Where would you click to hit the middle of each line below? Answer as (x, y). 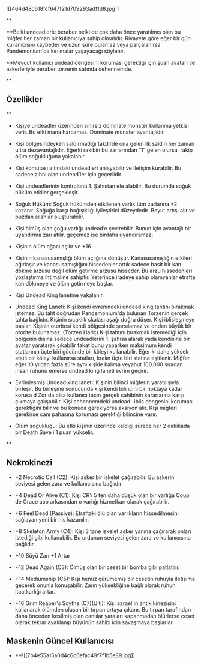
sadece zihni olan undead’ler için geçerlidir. (69, 174)
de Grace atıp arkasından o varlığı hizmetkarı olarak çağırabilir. (92, 501)
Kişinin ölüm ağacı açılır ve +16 (53, 246)
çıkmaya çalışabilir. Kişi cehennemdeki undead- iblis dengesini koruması (104, 401)
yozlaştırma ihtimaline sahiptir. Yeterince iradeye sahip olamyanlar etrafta (105, 277)
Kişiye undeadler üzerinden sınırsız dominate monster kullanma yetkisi (102, 125)
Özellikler (25, 99)
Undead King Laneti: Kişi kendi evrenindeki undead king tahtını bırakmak (104, 307)
